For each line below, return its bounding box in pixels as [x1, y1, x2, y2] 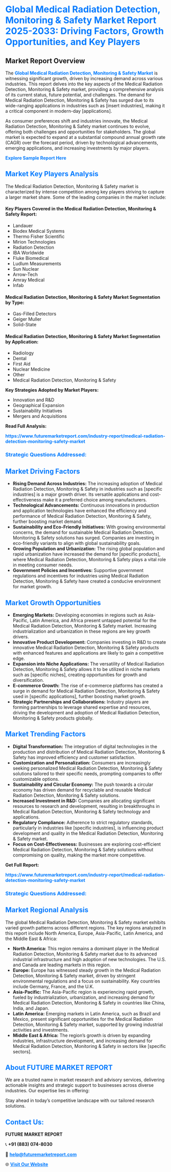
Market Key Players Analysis [5, 170, 99, 178]
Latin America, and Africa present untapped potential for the [30, 617, 157, 624]
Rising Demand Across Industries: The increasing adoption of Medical [12, 481, 162, 487]
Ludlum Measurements [12, 260, 61, 267]
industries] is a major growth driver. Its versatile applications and [12, 491, 149, 497]
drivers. [12, 633, 29, 639]
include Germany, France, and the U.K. [12, 983, 94, 989]
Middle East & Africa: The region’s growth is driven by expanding [12, 1032, 151, 1038]
